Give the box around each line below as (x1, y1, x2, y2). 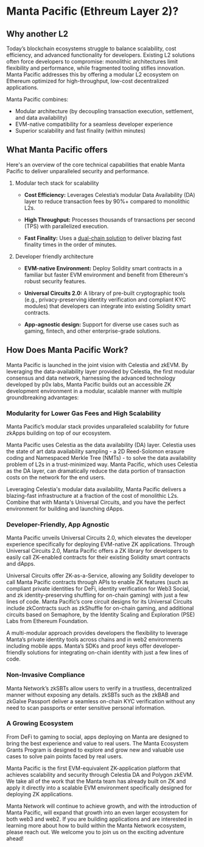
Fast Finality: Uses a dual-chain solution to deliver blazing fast (24, 234, 182, 242)
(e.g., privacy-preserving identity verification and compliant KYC (24, 295, 186, 303)
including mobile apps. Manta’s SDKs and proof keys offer (6, 642, 152, 649)
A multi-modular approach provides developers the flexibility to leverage (6, 629, 188, 637)
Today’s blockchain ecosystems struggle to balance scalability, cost (6, 45, 177, 52)
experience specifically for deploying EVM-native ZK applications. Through (6, 541, 195, 548)
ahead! (6, 835, 24, 842)
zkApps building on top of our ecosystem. (6, 429, 111, 437)
